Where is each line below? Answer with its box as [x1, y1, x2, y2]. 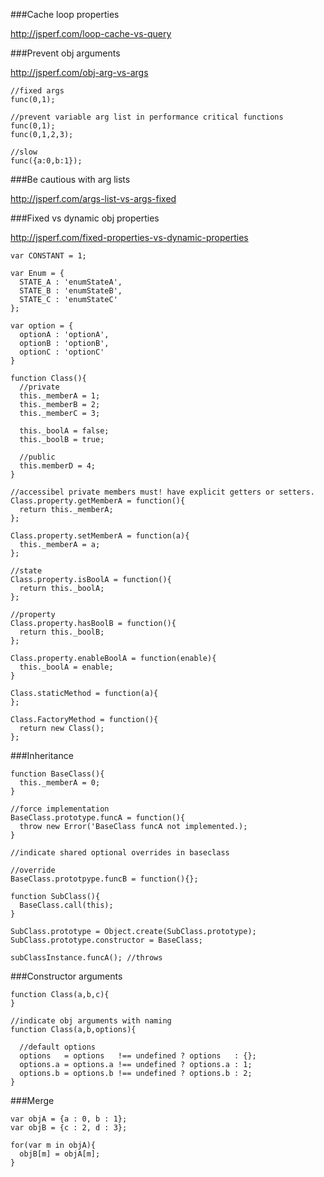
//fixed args [10, 86, 65, 96]
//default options [19, 1042, 97, 1052]
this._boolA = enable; [19, 662, 114, 672]
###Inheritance [10, 750, 74, 761]
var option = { [10, 321, 74, 331]
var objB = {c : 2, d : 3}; [10, 1123, 128, 1133]
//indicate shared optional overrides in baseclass [10, 848, 230, 858]
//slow [10, 147, 38, 157]
